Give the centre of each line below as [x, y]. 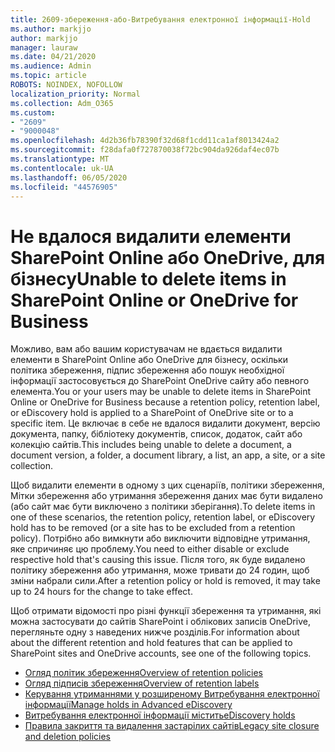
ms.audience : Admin [51, 66]
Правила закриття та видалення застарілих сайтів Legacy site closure [172, 726]
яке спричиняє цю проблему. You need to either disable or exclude [150, 549]
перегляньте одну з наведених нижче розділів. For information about [155, 632]
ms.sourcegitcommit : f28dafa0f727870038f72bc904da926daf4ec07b [145, 150]
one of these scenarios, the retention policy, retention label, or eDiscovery [163, 517]
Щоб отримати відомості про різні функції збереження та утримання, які [166, 611]
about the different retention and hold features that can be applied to [151, 643]
